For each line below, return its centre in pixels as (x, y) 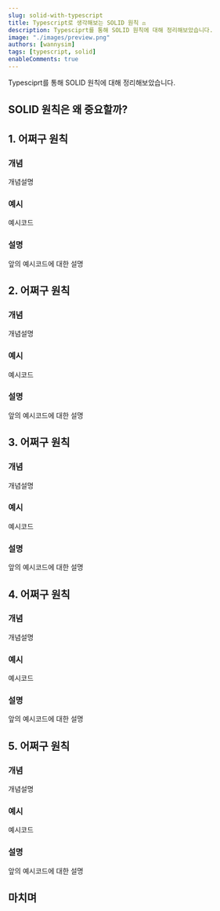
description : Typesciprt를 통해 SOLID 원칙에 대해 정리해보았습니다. (111, 30)
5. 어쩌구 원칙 (39, 746)
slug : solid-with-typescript (56, 15)
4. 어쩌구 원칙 (39, 594)
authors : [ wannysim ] (42, 45)
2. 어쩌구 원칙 (39, 290)
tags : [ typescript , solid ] (52, 52)
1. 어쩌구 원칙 (38, 139)
